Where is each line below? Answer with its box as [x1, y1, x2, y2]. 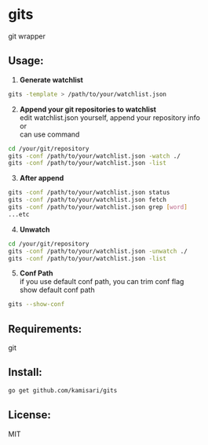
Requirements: [8, 322, 82, 335]
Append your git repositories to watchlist [19, 104, 157, 114]
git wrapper [8, 31, 46, 41]
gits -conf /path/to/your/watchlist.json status [8, 188, 170, 197]
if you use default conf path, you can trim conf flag [19, 277, 184, 286]
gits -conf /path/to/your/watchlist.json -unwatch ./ [8, 247, 188, 255]
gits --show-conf [8, 301, 65, 308]
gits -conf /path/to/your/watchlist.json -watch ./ [8, 151, 181, 160]
